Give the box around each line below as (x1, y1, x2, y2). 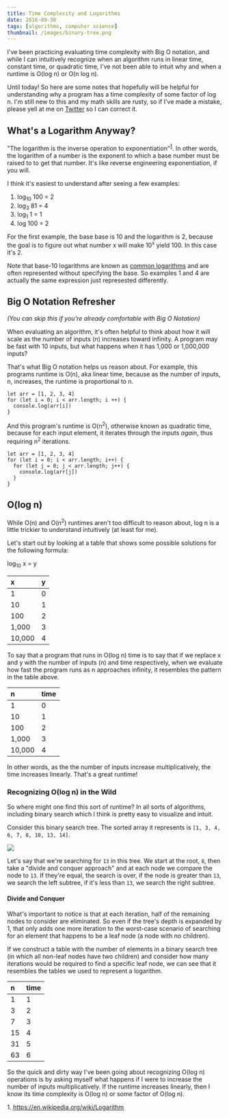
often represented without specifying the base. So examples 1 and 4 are (7, 269, 210, 277)
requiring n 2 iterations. (7, 436, 70, 446)
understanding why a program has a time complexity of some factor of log (7, 90, 217, 99)
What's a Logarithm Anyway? (7, 125, 136, 136)
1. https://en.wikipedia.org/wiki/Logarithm (7, 1103, 124, 1111)
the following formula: (7, 546, 69, 555)
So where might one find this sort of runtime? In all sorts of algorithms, (7, 803, 206, 811)
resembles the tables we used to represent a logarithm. (7, 967, 163, 975)
